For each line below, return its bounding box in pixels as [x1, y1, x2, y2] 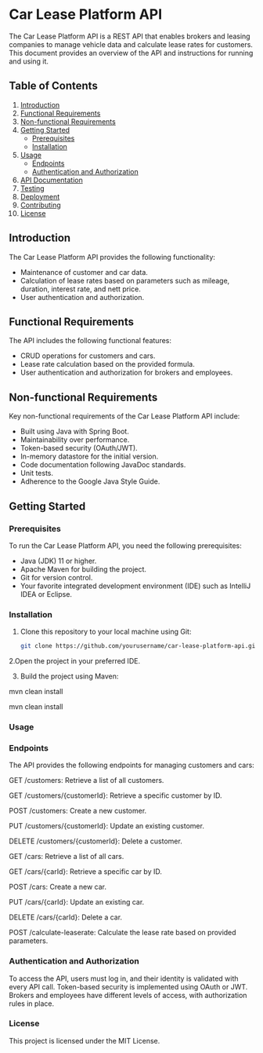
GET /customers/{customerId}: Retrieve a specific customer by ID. [9, 791, 222, 800]
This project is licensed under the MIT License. [9, 1036, 160, 1045]
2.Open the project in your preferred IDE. [9, 656, 140, 666]
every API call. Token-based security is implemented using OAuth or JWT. [9, 982, 248, 991]
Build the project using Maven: [20, 671, 119, 681]
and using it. [9, 57, 49, 66]
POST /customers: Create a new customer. [9, 806, 147, 816]
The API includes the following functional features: [9, 336, 171, 346]
